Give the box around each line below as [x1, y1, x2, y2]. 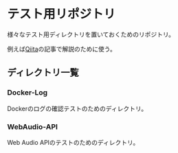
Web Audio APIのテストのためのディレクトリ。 [7, 138, 140, 146]
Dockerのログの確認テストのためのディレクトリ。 [7, 104, 148, 113]
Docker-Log [7, 88, 48, 97]
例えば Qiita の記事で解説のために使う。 [7, 45, 117, 53]
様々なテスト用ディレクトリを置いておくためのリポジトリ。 [7, 30, 175, 38]
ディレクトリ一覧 [7, 67, 79, 79]
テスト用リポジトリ [7, 6, 116, 22]
